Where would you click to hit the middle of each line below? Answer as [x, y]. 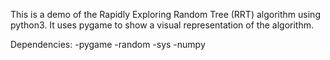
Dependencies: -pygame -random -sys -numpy [108, 44]
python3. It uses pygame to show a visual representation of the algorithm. [162, 25]
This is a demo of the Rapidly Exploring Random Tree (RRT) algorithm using [165, 14]
